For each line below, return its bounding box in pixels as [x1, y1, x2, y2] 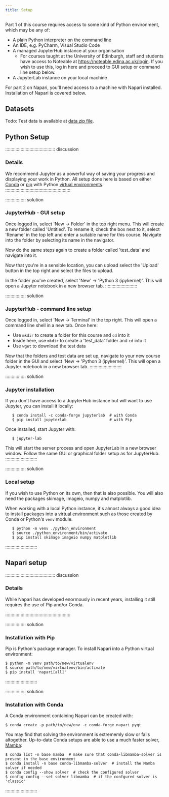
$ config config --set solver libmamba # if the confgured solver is [5, 774, 157, 780]
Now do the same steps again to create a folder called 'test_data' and [5, 247, 150, 253]
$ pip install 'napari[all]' [5, 670, 67, 675]
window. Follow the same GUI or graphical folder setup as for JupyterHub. [5, 451, 160, 457]
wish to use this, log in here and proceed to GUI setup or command [20, 64, 160, 70]
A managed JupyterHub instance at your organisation [12, 47, 125, 53]
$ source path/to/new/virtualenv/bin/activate [5, 665, 105, 670]
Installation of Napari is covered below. [5, 90, 87, 96]
